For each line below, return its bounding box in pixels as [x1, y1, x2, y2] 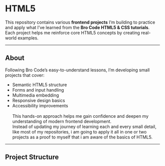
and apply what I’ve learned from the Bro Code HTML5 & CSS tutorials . [5, 24, 150, 30]
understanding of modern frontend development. [12, 118, 112, 124]
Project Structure [5, 153, 59, 162]
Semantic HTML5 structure [12, 82, 67, 88]
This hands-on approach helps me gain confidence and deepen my [12, 113, 149, 119]
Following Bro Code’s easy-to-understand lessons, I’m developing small [5, 67, 150, 73]
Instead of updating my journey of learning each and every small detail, [12, 124, 157, 130]
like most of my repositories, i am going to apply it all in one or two [12, 129, 147, 134]
